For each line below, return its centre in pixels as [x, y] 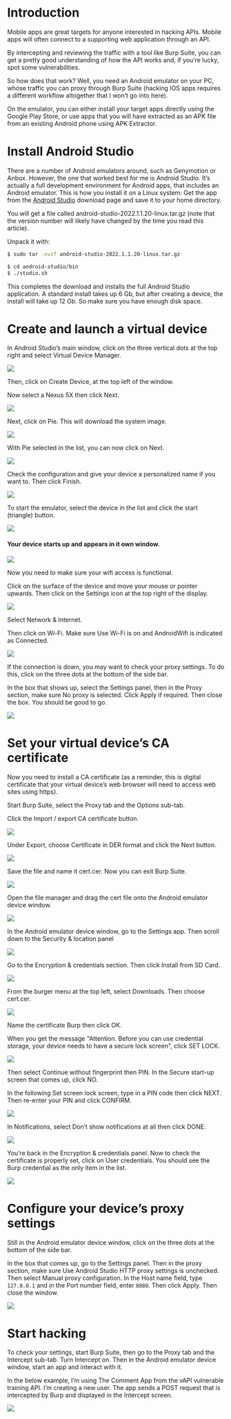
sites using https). [33, 791]
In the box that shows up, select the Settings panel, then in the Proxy [104, 687]
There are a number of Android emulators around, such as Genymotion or [111, 170]
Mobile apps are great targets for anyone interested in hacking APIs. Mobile [114, 32]
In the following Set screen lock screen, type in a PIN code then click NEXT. [114, 1093]
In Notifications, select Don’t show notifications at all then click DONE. [107, 1126]
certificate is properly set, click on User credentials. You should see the [109, 1160]
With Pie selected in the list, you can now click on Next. [86, 448]
